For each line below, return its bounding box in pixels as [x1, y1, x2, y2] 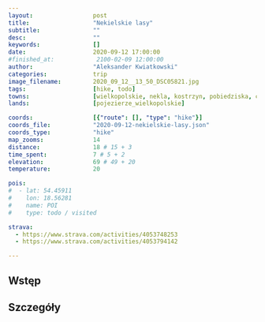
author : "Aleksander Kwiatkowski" [8, 63, 178, 71]
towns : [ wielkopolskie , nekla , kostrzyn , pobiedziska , [8, 92, 252, 100]
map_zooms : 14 [8, 136, 101, 144]
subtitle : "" [8, 26, 101, 34]
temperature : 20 [8, 165, 101, 174]
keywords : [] [8, 41, 101, 49]
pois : [8, 179, 26, 188]
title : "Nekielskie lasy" [8, 19, 154, 27]
